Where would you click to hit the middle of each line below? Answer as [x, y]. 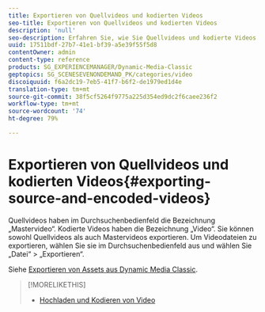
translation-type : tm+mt [49, 89]
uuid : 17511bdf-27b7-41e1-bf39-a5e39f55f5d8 [83, 45]
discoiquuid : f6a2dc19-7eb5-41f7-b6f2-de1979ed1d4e [95, 82]
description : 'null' [42, 30]
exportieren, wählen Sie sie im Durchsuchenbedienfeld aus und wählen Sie [130, 245]
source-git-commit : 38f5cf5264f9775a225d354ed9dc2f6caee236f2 [113, 97]
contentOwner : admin [42, 52]
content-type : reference [49, 60]
